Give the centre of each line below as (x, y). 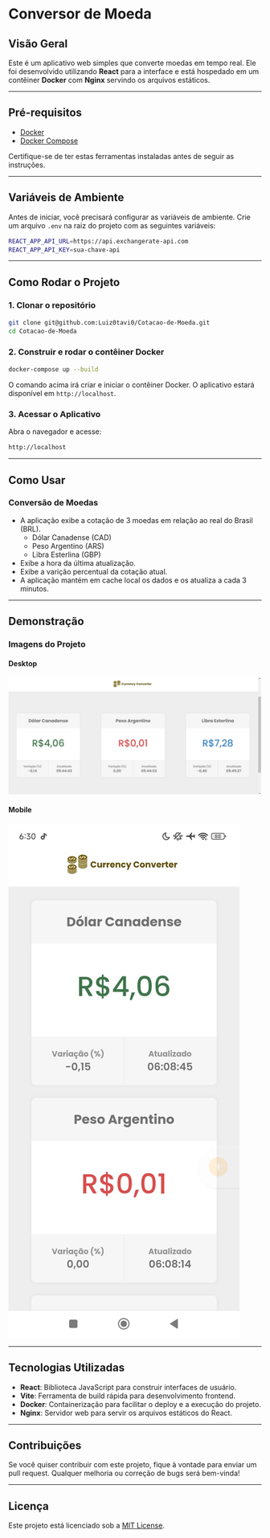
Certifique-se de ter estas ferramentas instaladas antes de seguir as (121, 156)
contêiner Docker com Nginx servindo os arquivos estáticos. (109, 80)
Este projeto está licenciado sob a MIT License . (86, 1526)
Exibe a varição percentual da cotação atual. (94, 571)
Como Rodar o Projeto (64, 282)
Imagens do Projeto (47, 644)
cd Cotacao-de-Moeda (43, 331)
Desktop (23, 663)
